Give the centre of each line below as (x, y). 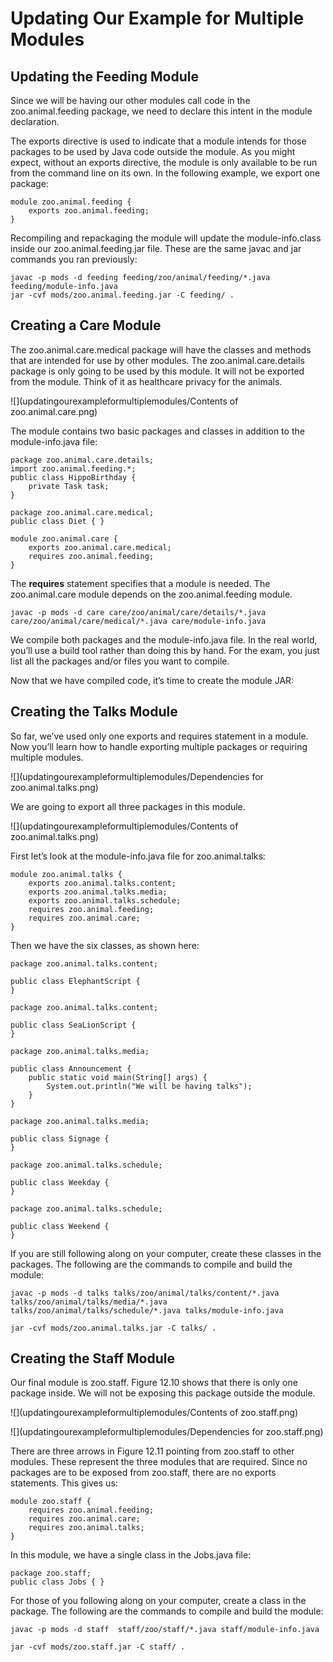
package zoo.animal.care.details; (82, 460)
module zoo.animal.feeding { (71, 202)
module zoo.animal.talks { (66, 874)
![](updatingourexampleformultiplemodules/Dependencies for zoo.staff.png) (167, 1432)
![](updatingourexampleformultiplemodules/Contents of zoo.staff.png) (154, 1413)
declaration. (35, 121)
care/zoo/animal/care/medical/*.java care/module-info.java (138, 621)
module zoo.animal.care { (64, 538)
